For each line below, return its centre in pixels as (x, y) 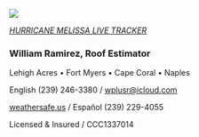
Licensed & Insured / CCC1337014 (72, 125)
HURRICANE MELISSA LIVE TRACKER (78, 30)
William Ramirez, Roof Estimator (80, 53)
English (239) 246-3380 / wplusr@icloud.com (93, 90)
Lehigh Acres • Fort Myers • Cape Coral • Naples (100, 73)
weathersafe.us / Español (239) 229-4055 (87, 108)
